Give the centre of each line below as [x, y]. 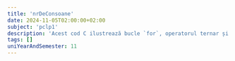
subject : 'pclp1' [33, 27]
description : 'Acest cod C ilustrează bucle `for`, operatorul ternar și [118, 33]
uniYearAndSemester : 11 [42, 46]
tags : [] [20, 40]
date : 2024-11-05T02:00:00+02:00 [56, 20]
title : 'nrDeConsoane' [41, 14]
